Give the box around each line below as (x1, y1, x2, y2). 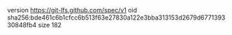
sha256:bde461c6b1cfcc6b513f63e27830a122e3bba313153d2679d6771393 (7, 13, 226, 22)
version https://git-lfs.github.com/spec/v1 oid (7, 6, 138, 14)
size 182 (38, 21, 61, 29)
